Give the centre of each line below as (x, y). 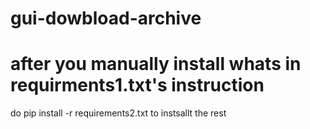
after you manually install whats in (156, 64)
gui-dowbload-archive (106, 18)
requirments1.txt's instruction (137, 85)
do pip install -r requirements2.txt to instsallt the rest (118, 113)
